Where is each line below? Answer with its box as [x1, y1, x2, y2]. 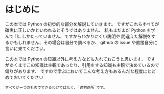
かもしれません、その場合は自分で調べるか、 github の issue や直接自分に [9, 39, 158, 45]
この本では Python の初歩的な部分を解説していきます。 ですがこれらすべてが [5, 21, 159, 27]
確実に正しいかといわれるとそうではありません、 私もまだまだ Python [5, 27, 146, 33]
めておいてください [5, 74, 44, 80]
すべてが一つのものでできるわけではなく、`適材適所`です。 [5, 85, 107, 90]
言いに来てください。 [5, 46, 48, 51]
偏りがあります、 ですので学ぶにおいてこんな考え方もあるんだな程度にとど [5, 68, 156, 74]
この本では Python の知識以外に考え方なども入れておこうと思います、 [5, 56, 146, 62]
